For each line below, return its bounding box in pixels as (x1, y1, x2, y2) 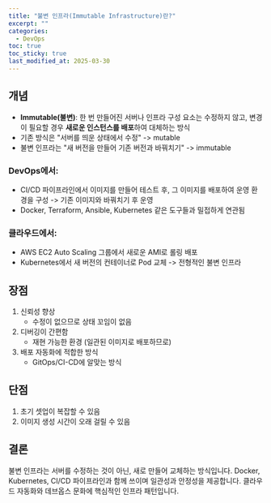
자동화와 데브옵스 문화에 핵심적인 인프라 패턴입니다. (16, 486, 180, 496)
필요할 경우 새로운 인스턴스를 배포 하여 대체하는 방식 (28, 123, 191, 132)
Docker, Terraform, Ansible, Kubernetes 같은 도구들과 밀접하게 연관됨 (19, 204, 245, 215)
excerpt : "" (8, 19, 49, 28)
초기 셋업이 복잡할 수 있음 (19, 406, 101, 416)
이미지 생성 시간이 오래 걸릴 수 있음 (19, 416, 131, 426)
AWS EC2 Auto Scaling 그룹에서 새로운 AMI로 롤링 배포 (19, 247, 198, 257)
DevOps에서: (8, 165, 59, 176)
